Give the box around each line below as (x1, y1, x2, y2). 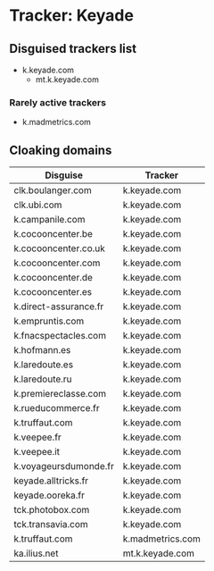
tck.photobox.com (13, 504, 90, 516)
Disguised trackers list (9, 41, 136, 56)
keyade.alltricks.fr (13, 474, 89, 487)
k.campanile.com (13, 214, 86, 226)
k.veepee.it (13, 446, 61, 458)
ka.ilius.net (13, 547, 59, 559)
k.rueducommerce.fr (13, 402, 100, 415)
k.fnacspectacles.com (13, 330, 107, 342)
